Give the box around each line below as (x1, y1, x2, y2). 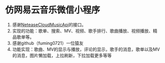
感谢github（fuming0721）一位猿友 (12, 40, 84, 46)
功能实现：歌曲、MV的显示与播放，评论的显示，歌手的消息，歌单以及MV (12, 46, 160, 52)
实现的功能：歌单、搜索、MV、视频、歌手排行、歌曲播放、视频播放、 (12, 28, 154, 33)
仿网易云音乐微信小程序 (5, 4, 100, 16)
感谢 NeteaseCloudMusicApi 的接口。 (12, 22, 86, 28)
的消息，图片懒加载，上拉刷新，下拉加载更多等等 (12, 52, 112, 58)
